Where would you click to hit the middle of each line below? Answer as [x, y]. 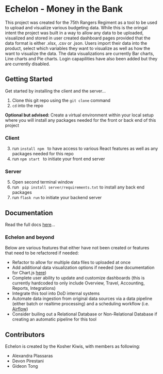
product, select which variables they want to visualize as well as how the [78, 48]
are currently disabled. [28, 64]
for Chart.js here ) [29, 273]
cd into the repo [28, 105]
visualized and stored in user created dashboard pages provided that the [78, 38]
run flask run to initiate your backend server [57, 198]
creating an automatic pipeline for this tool [54, 319]
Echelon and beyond [30, 237]
